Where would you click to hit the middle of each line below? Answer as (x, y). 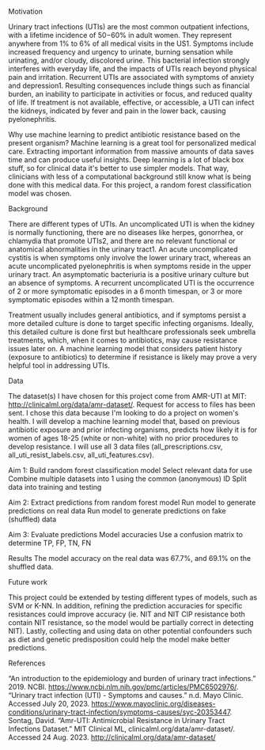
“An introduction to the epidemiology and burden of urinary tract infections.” (132, 678)
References (27, 663)
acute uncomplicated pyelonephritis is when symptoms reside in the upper (130, 266)
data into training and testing (55, 487)
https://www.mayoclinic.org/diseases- (153, 704)
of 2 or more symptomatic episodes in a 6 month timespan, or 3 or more (125, 291)
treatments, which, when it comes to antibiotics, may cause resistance (123, 340)
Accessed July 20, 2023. (49, 704)
